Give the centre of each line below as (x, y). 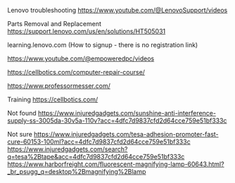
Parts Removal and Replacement (55, 24)
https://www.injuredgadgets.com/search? (68, 149)
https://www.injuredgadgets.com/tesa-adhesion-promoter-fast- (127, 134)
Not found (22, 113)
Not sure (20, 134)
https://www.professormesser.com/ (59, 86)
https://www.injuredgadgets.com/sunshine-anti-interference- (127, 113)
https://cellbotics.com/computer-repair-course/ (76, 72)
